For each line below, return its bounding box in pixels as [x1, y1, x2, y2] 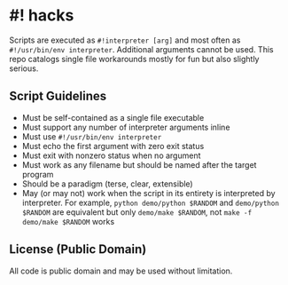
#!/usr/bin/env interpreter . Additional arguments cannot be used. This [9, 44, 274, 54]
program [21, 169, 54, 179]
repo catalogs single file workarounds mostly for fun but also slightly [9, 53, 260, 64]
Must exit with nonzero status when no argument [21, 150, 201, 161]
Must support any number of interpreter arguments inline [21, 122, 230, 132]
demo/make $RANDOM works [21, 216, 115, 226]
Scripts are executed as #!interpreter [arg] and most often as [9, 35, 241, 45]
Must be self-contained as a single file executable [21, 112, 205, 123]
